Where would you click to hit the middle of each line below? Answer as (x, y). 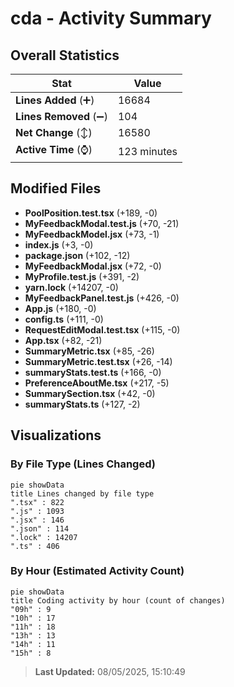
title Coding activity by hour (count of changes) (118, 600)
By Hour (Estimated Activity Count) (97, 571)
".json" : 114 (40, 528)
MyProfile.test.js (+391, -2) (82, 276)
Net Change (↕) (54, 132)
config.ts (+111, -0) (64, 319)
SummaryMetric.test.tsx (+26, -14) (98, 361)
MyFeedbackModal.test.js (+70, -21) (102, 223)
